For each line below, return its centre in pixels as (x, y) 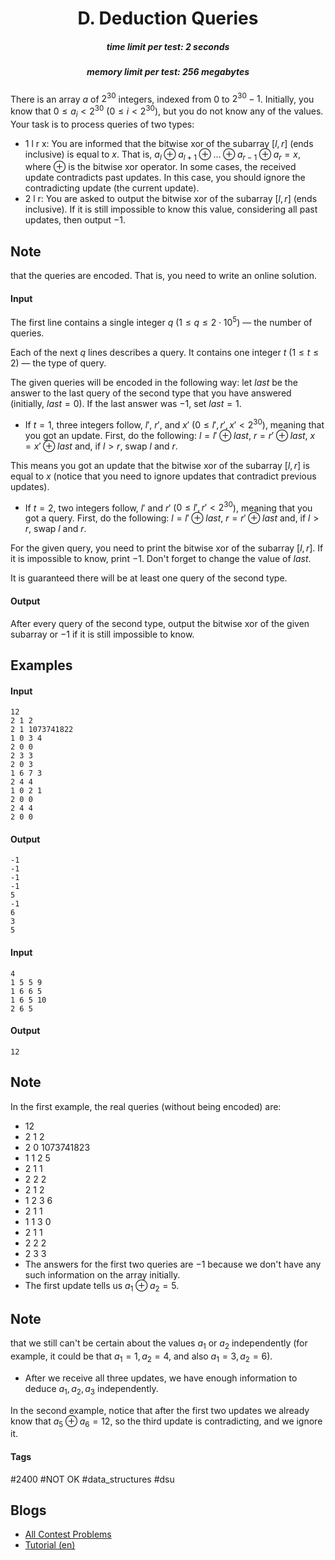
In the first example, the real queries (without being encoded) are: (146, 1106)
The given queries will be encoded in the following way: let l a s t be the (154, 383)
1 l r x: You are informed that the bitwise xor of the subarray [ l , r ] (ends (169, 143)
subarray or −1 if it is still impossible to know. (102, 634)
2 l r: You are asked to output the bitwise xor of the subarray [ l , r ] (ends (171, 199)
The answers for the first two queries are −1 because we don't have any (173, 1264)
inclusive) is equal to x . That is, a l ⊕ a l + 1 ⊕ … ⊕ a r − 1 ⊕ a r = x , (163, 155)
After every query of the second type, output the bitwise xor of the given (160, 623)
